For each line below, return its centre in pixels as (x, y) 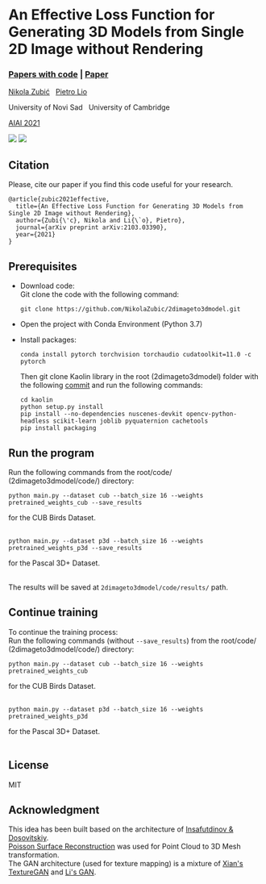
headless (35, 421)
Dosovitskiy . (29, 838)
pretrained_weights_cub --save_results (75, 502)
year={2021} (36, 235)
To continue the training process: (63, 632)
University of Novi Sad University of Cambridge (89, 107)
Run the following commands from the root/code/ (90, 472)
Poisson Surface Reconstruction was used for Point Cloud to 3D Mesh (125, 846)
